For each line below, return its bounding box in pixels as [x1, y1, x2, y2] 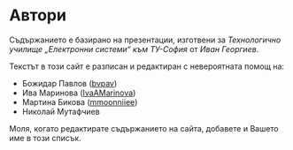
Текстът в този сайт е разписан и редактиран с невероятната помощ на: [9, 61, 285, 71]
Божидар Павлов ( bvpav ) [21, 78, 118, 88]
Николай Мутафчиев [21, 106, 100, 116]
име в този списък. [9, 132, 81, 143]
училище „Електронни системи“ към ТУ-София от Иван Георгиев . [9, 43, 259, 54]
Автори [9, 5, 66, 26]
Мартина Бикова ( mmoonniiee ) [21, 96, 138, 107]
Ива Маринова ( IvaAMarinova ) [21, 87, 136, 98]
